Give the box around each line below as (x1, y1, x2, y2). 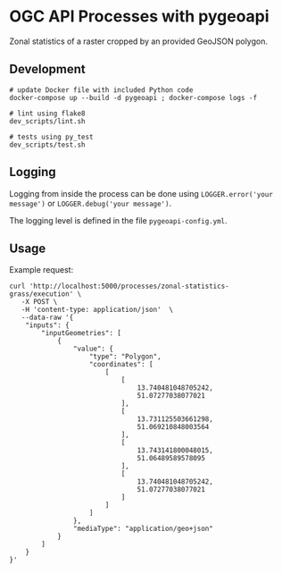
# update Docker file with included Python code (9, 85, 194, 95)
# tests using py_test (9, 132, 94, 141)
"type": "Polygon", (88, 352, 162, 361)
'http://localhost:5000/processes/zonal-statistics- (29, 282, 229, 291)
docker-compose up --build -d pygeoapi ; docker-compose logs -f (9, 93, 257, 102)
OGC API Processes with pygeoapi (9, 6, 270, 27)
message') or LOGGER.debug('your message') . (9, 198, 172, 208)
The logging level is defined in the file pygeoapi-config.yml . (9, 215, 228, 225)
